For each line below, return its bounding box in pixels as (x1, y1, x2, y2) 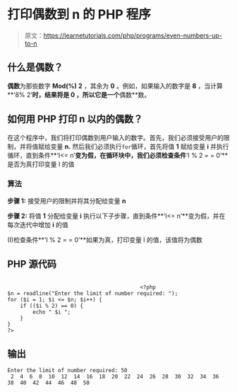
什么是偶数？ (7, 62, 63, 74)
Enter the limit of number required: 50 (7, 367, 128, 374)
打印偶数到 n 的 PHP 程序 (7, 6, 152, 23)
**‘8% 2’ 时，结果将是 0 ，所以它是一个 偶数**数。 (7, 90, 151, 99)
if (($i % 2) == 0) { (20, 302, 83, 309)
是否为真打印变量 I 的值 (7, 160, 75, 168)
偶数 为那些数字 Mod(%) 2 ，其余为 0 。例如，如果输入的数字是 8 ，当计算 (7, 81, 224, 90)
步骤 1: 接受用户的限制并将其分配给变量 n (7, 196, 126, 205)
